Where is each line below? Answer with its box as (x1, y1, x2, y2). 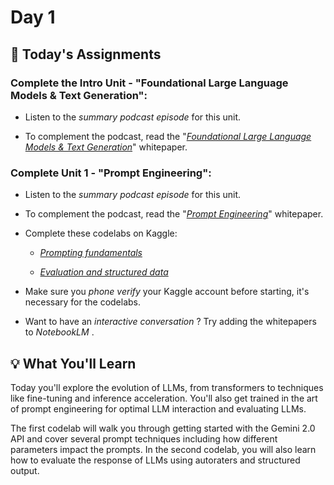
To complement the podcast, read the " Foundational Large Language (24, 130, 312, 142)
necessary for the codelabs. (24, 296, 142, 308)
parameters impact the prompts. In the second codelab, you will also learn (10, 443, 317, 455)
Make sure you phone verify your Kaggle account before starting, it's (24, 286, 310, 298)
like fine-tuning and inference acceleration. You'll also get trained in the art (10, 392, 318, 404)
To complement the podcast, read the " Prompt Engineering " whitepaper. (24, 208, 324, 220)
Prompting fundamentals (39, 247, 143, 259)
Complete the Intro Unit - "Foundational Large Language (10, 76, 289, 90)
